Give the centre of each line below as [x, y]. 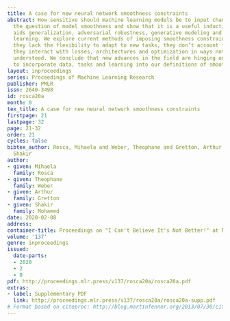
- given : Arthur [30, 192]
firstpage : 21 [27, 115]
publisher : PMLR [30, 84]
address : [20, 224]
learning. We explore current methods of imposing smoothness [104, 39]
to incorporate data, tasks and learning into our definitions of [110, 64]
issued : [18, 250]
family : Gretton [36, 199]
